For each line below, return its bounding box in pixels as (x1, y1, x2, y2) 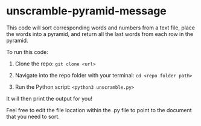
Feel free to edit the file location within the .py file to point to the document (6, 106, 192, 113)
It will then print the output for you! (6, 95, 92, 102)
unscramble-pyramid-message (6, 4, 167, 18)
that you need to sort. (6, 113, 60, 120)
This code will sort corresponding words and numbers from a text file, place (6, 24, 195, 31)
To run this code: (6, 48, 48, 55)
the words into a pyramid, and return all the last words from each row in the (6, 30, 194, 37)
